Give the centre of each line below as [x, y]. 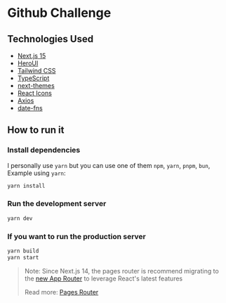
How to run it [36, 130]
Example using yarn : [36, 173]
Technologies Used [50, 39]
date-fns [30, 108]
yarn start [23, 257]
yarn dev [20, 218]
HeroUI [28, 63]
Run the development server [57, 204]
